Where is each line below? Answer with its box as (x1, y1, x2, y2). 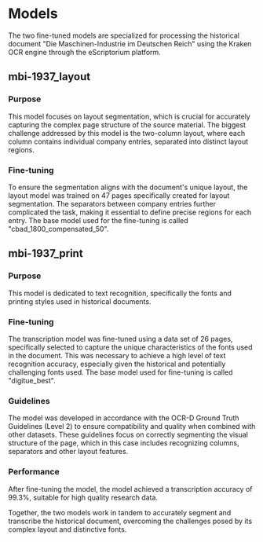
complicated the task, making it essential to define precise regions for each (8, 207, 252, 217)
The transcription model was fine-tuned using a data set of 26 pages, (8, 334, 233, 343)
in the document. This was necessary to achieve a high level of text (8, 350, 226, 360)
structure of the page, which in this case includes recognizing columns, (8, 438, 239, 448)
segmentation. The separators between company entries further (8, 199, 216, 208)
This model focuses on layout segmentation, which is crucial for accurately (8, 112, 251, 121)
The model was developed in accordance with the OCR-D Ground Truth (8, 413, 239, 423)
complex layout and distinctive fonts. (8, 524, 127, 534)
